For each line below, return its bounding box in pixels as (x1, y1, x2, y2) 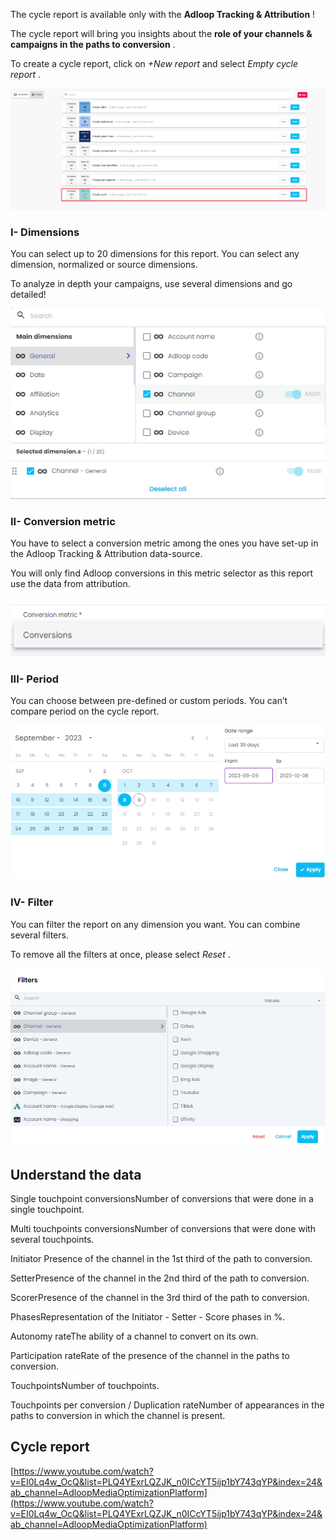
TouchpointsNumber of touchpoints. (10, 1379, 160, 1391)
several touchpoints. (10, 1233, 95, 1245)
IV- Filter (10, 895, 54, 909)
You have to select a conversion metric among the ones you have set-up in (10, 537, 319, 549)
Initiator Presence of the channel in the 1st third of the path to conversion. (10, 1252, 313, 1264)
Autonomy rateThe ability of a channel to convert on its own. (10, 1330, 259, 1342)
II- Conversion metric (10, 514, 116, 528)
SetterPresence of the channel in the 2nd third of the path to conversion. (10, 1272, 310, 1284)
